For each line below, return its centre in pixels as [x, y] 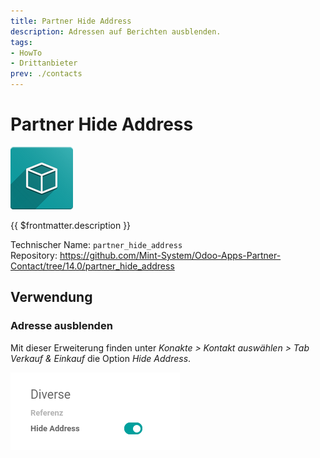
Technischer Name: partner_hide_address [96, 244]
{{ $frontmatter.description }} [71, 225]
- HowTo [26, 53]
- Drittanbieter [44, 63]
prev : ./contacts [46, 74]
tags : [21, 42]
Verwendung [51, 297]
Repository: [34, 255]
